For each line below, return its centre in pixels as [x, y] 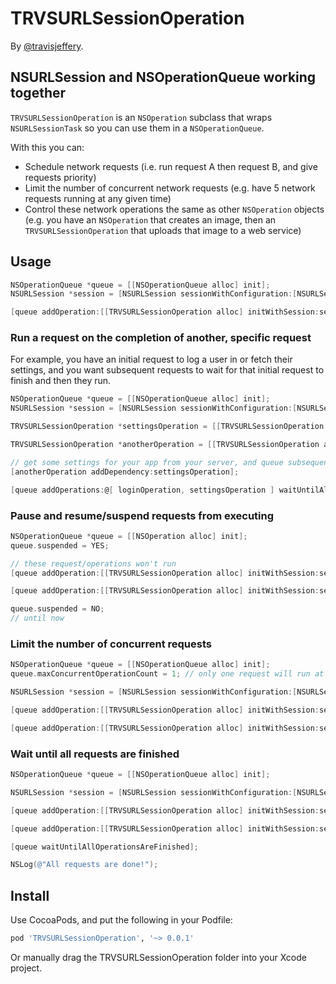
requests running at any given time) [98, 198]
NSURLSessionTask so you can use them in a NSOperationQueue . [137, 128]
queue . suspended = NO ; [57, 609]
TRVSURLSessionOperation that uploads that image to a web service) [163, 230]
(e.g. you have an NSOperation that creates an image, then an [150, 219]
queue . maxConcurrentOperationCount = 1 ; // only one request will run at [167, 674]
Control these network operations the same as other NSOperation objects [174, 209]
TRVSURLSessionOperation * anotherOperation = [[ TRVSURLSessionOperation [165, 445]
